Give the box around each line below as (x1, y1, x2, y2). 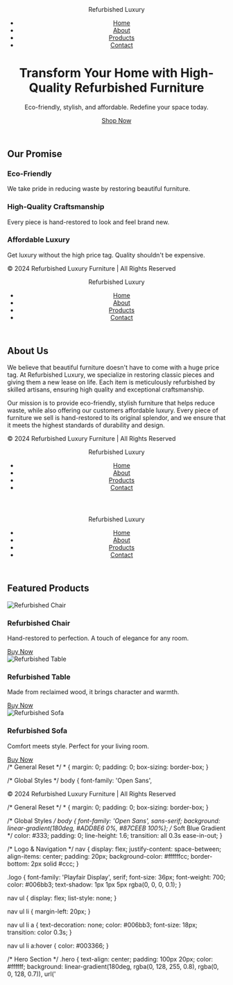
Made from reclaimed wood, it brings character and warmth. (7, 688, 180, 696)
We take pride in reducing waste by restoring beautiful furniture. (7, 185, 191, 193)
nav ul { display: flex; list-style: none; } (7, 893, 117, 902)
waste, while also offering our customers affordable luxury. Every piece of (7, 406, 218, 414)
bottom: (7, 859, 30, 868)
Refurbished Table (7, 672, 71, 682)
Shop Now (101, 116, 132, 124)
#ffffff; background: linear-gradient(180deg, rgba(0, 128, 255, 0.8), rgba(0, (7, 962, 219, 970)
